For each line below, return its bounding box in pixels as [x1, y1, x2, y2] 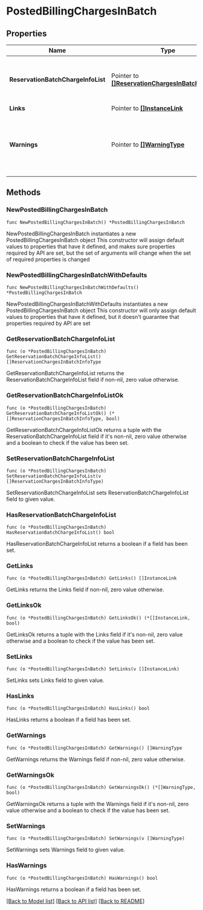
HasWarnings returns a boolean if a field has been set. [6, 885, 142, 893]
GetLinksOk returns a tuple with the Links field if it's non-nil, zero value [6, 630, 183, 638]
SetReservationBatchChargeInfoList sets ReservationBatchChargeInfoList [6, 489, 189, 496]
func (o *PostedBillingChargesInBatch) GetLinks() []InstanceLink [6, 575, 177, 581]
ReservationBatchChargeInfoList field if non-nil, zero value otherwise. [6, 376, 179, 384]
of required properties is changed [6, 255, 90, 263]
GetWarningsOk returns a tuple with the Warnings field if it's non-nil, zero [6, 800, 189, 807]
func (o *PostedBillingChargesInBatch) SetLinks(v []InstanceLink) [6, 666, 180, 672]
